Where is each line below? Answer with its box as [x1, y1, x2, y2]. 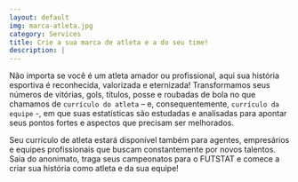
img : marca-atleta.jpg [9, 21, 93, 30]
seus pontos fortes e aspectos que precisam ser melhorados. [9, 117, 234, 129]
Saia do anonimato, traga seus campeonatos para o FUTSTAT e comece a [9, 154, 280, 164]
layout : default [9, 12, 69, 22]
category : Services [9, 29, 82, 38]
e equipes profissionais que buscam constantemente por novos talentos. [9, 144, 277, 155]
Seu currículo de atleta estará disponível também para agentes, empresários [9, 135, 290, 146]
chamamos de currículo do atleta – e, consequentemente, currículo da [9, 99, 280, 109]
